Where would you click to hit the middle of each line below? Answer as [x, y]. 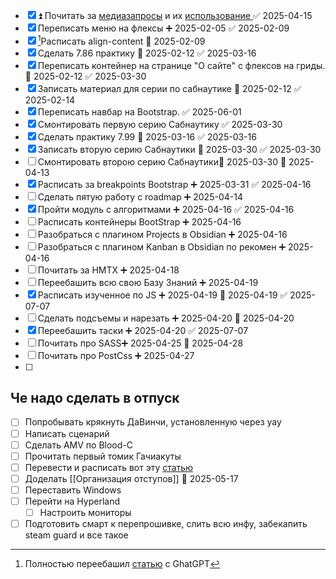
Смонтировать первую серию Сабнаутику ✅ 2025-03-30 [160, 124]
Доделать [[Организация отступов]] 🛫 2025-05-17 [131, 478]
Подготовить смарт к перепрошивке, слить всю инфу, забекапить [166, 524]
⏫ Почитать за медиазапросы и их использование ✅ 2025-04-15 [175, 15]
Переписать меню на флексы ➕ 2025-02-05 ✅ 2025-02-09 [163, 28]
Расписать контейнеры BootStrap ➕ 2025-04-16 [139, 221]
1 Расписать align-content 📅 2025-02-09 [121, 40]
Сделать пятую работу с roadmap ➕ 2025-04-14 [140, 196]
